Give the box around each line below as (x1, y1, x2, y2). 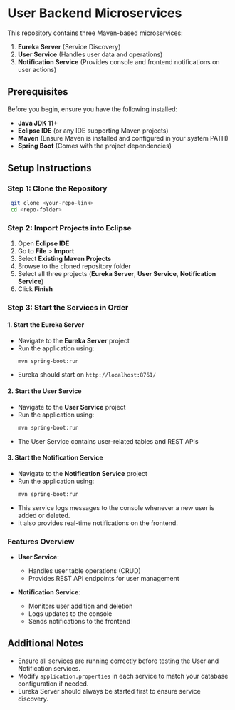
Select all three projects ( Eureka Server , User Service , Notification (17, 270, 216, 278)
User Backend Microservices (7, 5, 182, 21)
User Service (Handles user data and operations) (17, 50, 163, 59)
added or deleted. (17, 511, 70, 519)
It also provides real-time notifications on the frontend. (17, 519, 178, 527)
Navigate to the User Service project (17, 402, 126, 411)
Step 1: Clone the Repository (7, 183, 108, 193)
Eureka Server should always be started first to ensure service (17, 686, 201, 695)
